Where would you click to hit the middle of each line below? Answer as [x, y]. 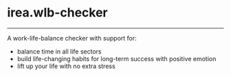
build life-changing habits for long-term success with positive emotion [117, 58]
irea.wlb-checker [57, 13]
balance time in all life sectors [59, 51]
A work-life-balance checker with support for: [72, 38]
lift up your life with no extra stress [66, 66]
